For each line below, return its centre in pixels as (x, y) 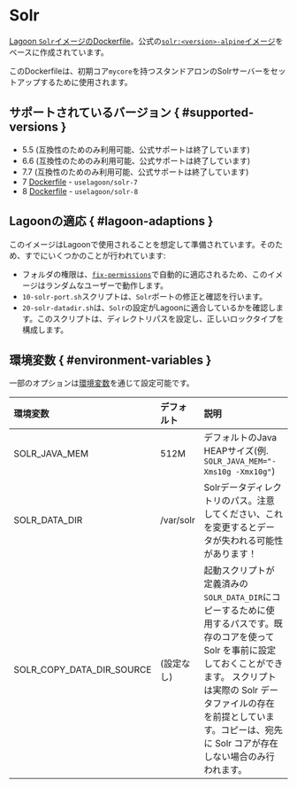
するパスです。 (243, 624)
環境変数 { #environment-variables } (110, 360)
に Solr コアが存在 (241, 744)
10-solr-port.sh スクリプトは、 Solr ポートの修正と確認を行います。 (145, 296)
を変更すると (231, 527)
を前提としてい (235, 717)
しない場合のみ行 (240, 757)
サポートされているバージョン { (94, 113)
